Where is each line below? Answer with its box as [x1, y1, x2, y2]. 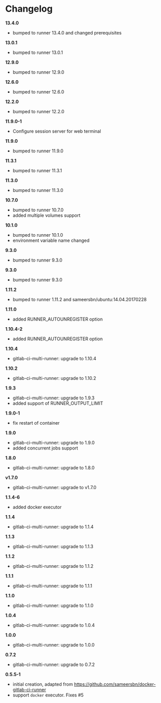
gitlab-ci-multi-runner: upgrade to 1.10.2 [12, 375, 96, 381]
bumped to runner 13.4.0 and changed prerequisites [12, 29, 122, 36]
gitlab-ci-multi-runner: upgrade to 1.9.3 [12, 395, 95, 401]
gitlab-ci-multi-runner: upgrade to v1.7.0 [12, 484, 96, 490]
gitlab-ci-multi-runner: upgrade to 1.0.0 [12, 642, 95, 648]
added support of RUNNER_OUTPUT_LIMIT [12, 400, 103, 406]
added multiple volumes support [12, 212, 81, 218]
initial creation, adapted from [12, 681, 73, 687]
